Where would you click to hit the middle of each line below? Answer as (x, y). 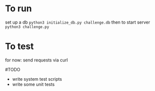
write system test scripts (37, 79)
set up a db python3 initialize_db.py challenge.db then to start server (78, 22)
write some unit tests (33, 84)
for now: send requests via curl (37, 60)
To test (19, 46)
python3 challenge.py (27, 27)
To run (18, 9)
